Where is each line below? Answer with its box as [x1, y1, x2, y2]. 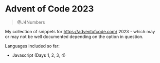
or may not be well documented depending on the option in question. [5, 34, 143, 39]
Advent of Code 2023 [5, 3, 94, 14]
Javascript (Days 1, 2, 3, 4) [12, 52, 66, 58]
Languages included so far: [5, 43, 60, 49]
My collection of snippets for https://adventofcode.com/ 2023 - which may [5, 28, 155, 34]
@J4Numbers [17, 19, 45, 25]
